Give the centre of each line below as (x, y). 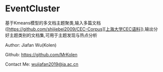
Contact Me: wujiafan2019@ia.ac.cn (42, 64)
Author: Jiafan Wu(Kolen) (31, 45)
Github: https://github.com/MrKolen (41, 54)
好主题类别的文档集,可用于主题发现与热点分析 (51, 35)
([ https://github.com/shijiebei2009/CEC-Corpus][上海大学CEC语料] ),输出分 (81, 29)
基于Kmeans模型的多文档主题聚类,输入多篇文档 (53, 23)
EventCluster (33, 9)
